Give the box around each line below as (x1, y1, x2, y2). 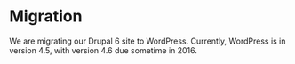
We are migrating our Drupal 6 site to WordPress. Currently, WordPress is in (9, 36, 286, 46)
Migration (9, 6, 83, 27)
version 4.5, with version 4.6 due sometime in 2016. (9, 44, 198, 55)
